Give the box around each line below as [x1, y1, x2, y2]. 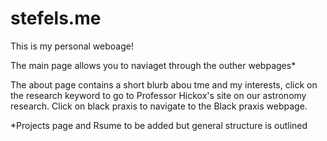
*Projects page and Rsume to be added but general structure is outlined [10, 119, 308, 131]
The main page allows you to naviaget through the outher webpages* [10, 59, 297, 71]
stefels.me [10, 7, 102, 30]
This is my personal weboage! [10, 40, 134, 52]
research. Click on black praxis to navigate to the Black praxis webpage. [10, 100, 308, 112]
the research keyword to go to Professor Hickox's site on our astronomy [10, 89, 307, 101]
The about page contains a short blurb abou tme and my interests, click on [10, 78, 318, 91]
